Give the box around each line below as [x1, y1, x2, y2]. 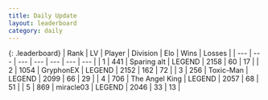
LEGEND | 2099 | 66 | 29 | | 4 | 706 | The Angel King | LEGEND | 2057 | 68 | [8, 74, 259, 84]
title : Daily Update [8, 11, 78, 20]
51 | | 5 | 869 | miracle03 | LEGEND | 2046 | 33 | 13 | [8, 82, 181, 92]
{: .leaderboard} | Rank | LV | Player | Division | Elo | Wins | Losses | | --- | [8, 49, 252, 58]
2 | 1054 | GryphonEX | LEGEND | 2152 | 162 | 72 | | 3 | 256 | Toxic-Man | [8, 66, 249, 75]
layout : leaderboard [8, 19, 78, 27]
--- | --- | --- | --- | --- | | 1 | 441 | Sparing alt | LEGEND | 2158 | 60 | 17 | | [17, 57, 259, 66]
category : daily [8, 26, 63, 34]
